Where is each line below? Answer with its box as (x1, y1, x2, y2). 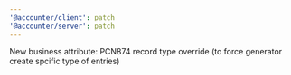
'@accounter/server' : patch (9, 21, 116, 30)
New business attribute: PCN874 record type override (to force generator (9, 46, 283, 56)
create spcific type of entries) (9, 55, 120, 66)
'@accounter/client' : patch (9, 12, 116, 22)
